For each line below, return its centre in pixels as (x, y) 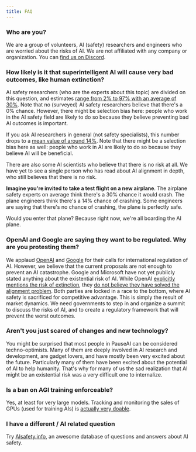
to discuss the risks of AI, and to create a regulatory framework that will (92, 309)
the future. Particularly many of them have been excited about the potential (97, 362)
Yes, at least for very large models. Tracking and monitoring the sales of (93, 403)
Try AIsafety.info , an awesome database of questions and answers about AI (97, 437)
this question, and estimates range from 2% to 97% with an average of (91, 99)
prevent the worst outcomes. (41, 316)
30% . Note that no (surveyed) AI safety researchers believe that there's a (94, 105)
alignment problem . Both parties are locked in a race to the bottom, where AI (98, 291)
